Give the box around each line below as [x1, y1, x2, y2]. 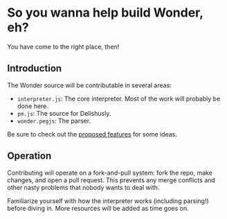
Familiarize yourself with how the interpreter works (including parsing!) [7, 196, 209, 205]
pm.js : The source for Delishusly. [17, 109, 111, 117]
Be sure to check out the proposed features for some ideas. [7, 130, 178, 138]
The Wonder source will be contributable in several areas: [7, 81, 172, 89]
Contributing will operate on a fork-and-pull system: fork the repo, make [7, 168, 213, 177]
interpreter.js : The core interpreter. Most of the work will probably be [17, 94, 221, 103]
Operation [7, 150, 52, 162]
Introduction [7, 62, 62, 74]
